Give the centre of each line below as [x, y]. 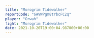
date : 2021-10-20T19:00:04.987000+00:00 [47, 28]
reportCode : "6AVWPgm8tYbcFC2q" [38, 14]
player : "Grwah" [22, 19]
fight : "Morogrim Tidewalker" [36, 23]
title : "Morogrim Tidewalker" [36, 10]
